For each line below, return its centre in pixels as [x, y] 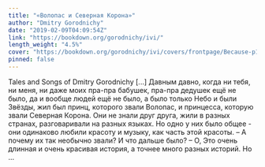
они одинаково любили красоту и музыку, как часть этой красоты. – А [127, 132]
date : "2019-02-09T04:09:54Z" [58, 30]
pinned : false [32, 60]
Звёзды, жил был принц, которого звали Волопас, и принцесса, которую [131, 106]
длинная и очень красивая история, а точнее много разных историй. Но [130, 148]
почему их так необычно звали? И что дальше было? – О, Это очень [123, 140]
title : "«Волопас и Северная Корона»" [72, 15]
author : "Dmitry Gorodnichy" [56, 23]
